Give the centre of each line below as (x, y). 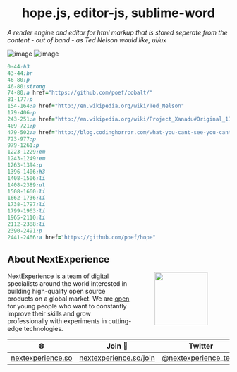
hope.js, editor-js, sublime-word (119, 13)
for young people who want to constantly (67, 306)
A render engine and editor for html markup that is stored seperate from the (117, 32)
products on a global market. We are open (68, 299)
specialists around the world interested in (67, 284)
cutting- (120, 321)
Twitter (201, 346)
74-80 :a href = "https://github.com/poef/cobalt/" (80, 93)
